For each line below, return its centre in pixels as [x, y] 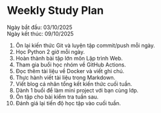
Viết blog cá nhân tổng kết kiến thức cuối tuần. [74, 84]
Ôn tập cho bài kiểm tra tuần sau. [57, 97]
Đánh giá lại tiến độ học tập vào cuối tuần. [68, 103]
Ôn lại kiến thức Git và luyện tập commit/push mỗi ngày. [85, 45]
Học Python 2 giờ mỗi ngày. [50, 51]
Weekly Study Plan [55, 11]
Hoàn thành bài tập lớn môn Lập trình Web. [69, 58]
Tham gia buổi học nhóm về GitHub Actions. [71, 65]
